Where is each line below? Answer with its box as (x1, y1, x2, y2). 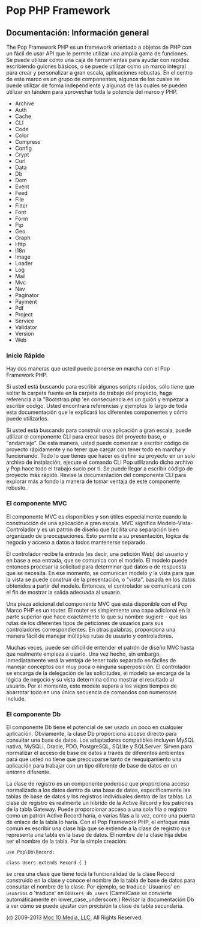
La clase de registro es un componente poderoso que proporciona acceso (6, 780, 190, 787)
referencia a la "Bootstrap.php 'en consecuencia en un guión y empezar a (6, 396, 189, 403)
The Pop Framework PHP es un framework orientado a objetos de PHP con (6, 43, 192, 51)
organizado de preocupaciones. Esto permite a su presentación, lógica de (6, 532, 189, 539)
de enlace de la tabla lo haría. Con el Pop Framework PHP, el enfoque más (6, 818, 190, 825)
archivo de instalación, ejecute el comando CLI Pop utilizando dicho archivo (6, 458, 194, 466)
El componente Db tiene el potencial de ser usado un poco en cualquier (6, 723, 183, 731)
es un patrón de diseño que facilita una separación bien (41, 526, 179, 533)
